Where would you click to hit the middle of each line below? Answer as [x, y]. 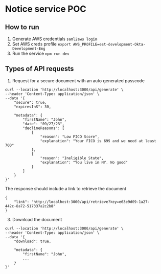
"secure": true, [31, 102]
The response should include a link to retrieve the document [66, 188]
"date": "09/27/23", [44, 124]
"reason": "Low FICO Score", [69, 137]
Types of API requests [40, 69]
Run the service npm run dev [41, 53]
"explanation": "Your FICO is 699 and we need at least [98, 141]
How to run [22, 27]
